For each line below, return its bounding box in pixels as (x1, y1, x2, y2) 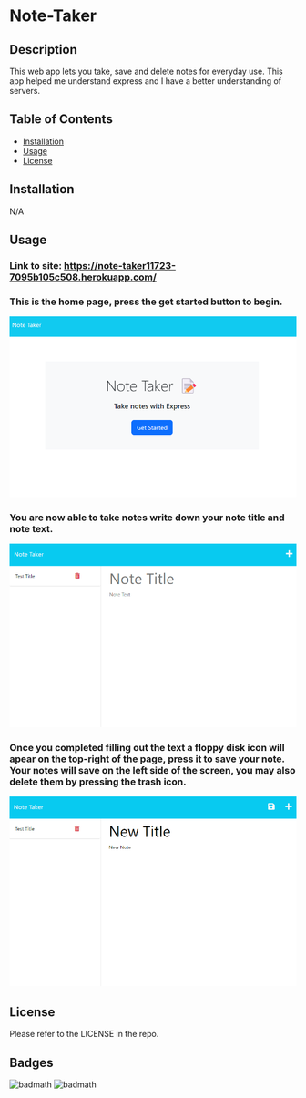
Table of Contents (9, 111, 114, 128)
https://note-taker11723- (63, 259, 176, 272)
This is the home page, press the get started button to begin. (9, 295, 283, 308)
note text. (9, 522, 54, 535)
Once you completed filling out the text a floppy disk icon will (9, 741, 285, 754)
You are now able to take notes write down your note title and (9, 511, 285, 524)
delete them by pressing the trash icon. (9, 775, 187, 788)
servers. (9, 86, 41, 96)
